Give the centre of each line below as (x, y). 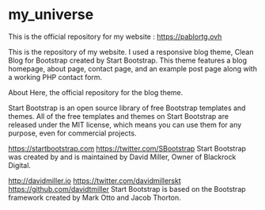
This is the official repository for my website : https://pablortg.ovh (115, 36)
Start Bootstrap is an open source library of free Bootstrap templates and (127, 108)
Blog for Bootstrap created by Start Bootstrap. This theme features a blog (128, 60)
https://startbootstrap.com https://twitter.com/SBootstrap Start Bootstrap (127, 148)
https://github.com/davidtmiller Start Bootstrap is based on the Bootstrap (127, 189)
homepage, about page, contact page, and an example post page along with (132, 68)
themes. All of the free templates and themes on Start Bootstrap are (119, 116)
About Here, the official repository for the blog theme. (96, 92)
